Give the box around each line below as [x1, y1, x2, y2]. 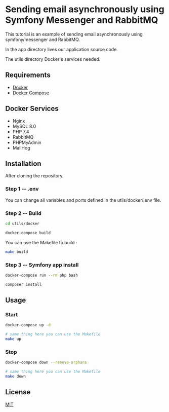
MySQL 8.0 [12, 123, 36, 129]
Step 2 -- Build [5, 209, 42, 216]
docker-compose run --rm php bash [5, 273, 78, 278]
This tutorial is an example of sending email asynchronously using [5, 31, 143, 37]
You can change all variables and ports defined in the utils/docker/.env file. [5, 197, 161, 203]
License [5, 388, 31, 396]
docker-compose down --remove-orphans [5, 360, 87, 365]
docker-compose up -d [5, 323, 51, 328]
